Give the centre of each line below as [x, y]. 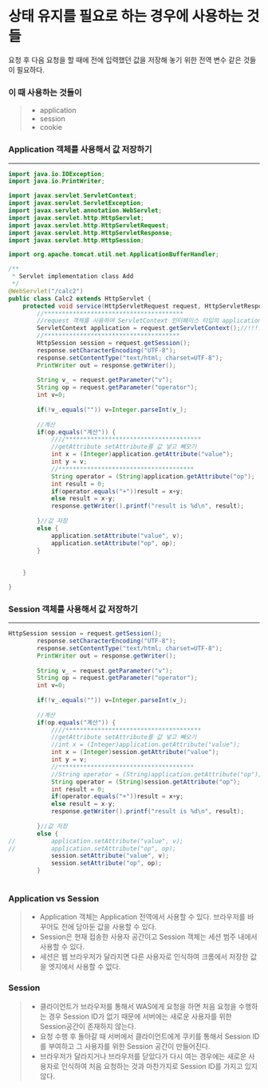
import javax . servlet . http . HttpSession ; [77, 240]
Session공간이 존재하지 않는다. [88, 1026]
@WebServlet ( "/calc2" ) [46, 291]
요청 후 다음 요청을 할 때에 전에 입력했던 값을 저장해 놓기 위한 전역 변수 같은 [125, 60]
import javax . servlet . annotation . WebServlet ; [85, 211]
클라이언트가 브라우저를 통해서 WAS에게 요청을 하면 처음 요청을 [138, 1006]
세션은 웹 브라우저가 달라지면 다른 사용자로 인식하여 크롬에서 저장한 [144, 956]
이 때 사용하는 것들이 [45, 92]
